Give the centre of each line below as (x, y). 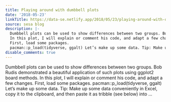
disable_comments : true (31, 52)
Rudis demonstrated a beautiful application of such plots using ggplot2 (80, 72)
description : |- (22, 29)
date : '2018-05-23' (26, 15)
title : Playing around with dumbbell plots (52, 10)
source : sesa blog (25, 24)
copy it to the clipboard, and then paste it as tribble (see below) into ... (79, 94)
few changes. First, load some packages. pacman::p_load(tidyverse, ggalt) (83, 83)
